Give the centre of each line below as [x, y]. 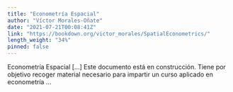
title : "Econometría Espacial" [53, 14]
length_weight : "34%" [39, 40]
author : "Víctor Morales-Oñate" [55, 21]
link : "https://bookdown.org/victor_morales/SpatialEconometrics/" [109, 34]
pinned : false [28, 47]
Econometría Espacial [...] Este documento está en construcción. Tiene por [117, 67]
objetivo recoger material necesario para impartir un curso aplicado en [110, 74]
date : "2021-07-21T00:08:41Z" [52, 27]
